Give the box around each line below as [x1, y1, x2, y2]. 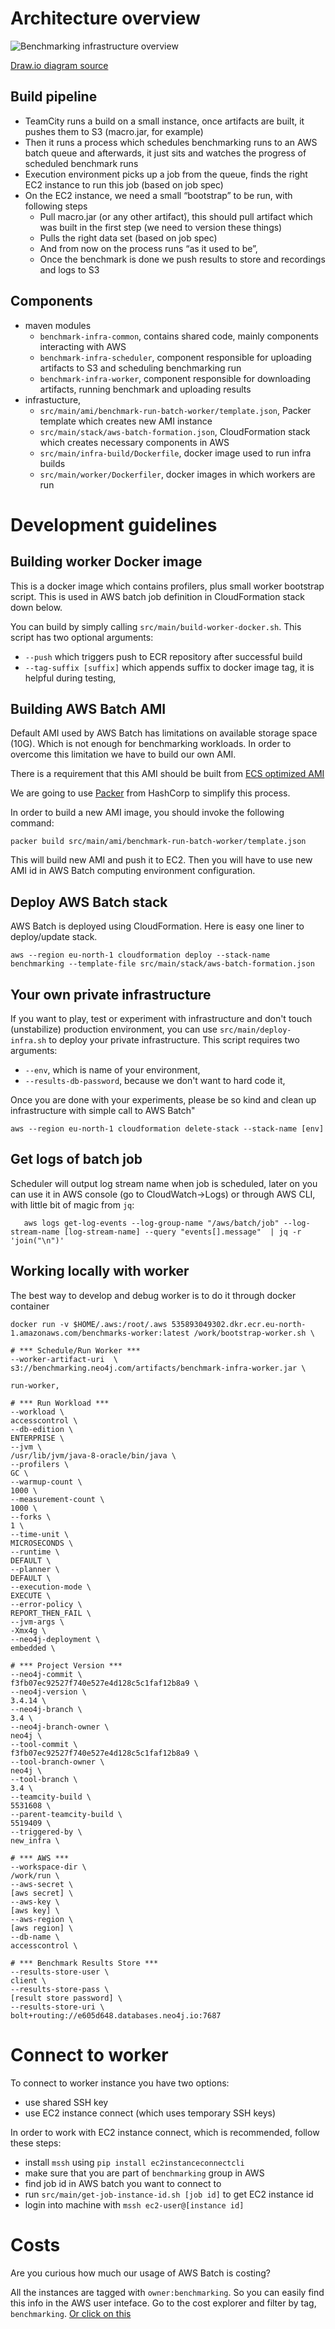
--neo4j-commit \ [10, 1669, 83, 1679]
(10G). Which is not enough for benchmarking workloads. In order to [10, 738, 292, 750]
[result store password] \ [10, 1993, 123, 2003]
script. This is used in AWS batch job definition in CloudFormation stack [10, 590, 305, 602]
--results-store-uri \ [10, 2002, 105, 2012]
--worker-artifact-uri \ [10, 1354, 118, 1364]
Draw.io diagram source [10, 59, 109, 71]
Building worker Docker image [10, 553, 203, 571]
